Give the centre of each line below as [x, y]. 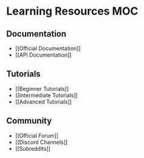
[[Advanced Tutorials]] [43, 101]
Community [29, 121]
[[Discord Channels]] [41, 142]
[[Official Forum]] [37, 135]
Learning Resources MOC [72, 11]
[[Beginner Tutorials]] [42, 88]
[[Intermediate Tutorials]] [46, 95]
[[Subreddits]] [33, 148]
